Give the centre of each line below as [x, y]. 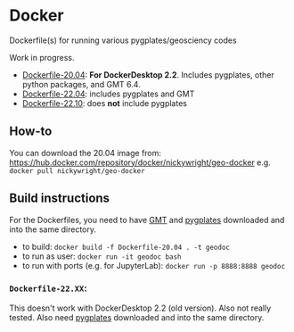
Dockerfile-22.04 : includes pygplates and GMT [108, 94]
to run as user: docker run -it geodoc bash [102, 256]
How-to [31, 132]
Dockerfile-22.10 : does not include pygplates [104, 103]
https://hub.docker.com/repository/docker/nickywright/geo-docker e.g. [140, 162]
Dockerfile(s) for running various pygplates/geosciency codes [123, 40]
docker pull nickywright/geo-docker [77, 170]
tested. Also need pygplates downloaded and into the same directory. [137, 317]
